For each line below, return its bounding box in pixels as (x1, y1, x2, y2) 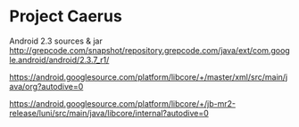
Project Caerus (9, 6, 122, 27)
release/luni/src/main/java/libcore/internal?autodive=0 (9, 107, 209, 118)
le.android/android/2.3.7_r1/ (9, 54, 110, 65)
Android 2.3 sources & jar (9, 36, 103, 46)
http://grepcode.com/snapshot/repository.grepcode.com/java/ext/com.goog (9, 44, 290, 55)
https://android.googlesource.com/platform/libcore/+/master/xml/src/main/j (9, 71, 288, 82)
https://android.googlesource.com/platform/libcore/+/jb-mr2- (9, 98, 237, 108)
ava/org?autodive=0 (9, 81, 84, 91)
